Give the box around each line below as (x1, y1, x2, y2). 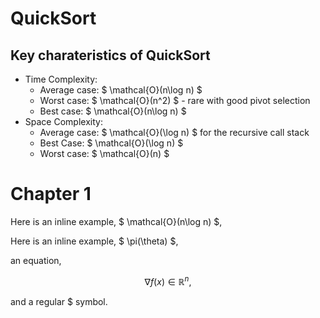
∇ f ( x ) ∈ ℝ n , (144, 273, 192, 287)
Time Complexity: (24, 73, 98, 85)
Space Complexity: (24, 116, 103, 127)
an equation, (10, 254, 62, 266)
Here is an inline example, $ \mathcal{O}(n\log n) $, (10, 215, 223, 227)
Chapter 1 (10, 183, 92, 206)
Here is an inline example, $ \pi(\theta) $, (10, 235, 179, 247)
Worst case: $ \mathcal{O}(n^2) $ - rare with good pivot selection (39, 95, 311, 106)
